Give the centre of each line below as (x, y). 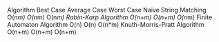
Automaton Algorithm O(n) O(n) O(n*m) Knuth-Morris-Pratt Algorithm (106, 24)
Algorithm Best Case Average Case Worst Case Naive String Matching (107, 10)
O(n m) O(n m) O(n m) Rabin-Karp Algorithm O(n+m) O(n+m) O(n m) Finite (110, 17)
